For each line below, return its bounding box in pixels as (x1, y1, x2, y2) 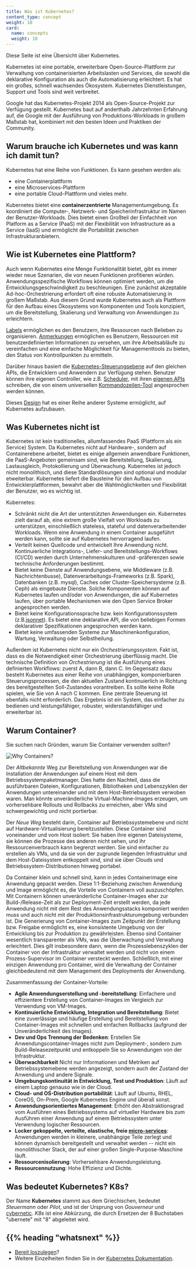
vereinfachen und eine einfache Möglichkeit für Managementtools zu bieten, (6, 345, 190, 352)
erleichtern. (6, 315, 34, 322)
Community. (6, 124, 36, 131)
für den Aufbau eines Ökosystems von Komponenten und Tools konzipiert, (6, 303, 186, 310)
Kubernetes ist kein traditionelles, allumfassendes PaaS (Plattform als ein (6, 438, 182, 445)
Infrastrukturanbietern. (6, 232, 61, 239)
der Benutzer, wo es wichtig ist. (6, 487, 82, 494)
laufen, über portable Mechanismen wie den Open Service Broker (14, 598, 173, 605)
